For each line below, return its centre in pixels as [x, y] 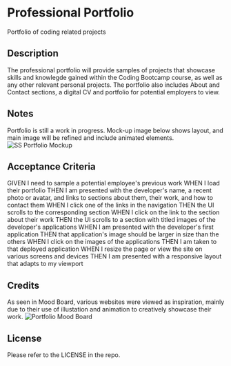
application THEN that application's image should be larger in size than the [113, 234]
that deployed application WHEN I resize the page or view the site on [105, 249]
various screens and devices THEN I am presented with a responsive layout [114, 256]
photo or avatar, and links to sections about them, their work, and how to [110, 198]
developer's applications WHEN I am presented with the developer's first [110, 227]
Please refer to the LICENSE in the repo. [64, 355]
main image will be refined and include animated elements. [91, 138]
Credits [23, 285]
